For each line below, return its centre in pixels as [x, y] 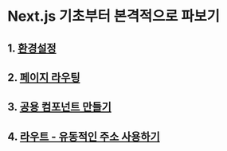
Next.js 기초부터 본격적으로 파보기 [113, 16]
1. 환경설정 [32, 48]
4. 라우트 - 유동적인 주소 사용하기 [84, 136]
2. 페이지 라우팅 [44, 77]
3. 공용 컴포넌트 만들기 [60, 107]
